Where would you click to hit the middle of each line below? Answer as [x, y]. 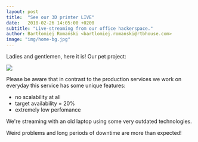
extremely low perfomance [48, 110]
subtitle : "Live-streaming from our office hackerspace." [80, 28]
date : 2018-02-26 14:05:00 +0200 [50, 23]
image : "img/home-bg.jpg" [38, 39]
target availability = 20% [45, 103]
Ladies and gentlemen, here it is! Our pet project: [66, 56]
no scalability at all [38, 97]
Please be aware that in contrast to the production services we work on [94, 79]
